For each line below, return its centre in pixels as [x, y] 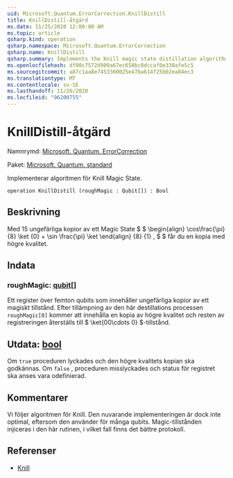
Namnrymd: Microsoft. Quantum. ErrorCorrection [77, 151]
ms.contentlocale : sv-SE [43, 85]
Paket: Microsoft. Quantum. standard [60, 165]
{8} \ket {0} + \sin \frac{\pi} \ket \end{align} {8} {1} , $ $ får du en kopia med [116, 236]
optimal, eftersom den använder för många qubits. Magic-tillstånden [105, 422]
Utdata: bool [34, 344]
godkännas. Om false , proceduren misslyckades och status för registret [111, 368]
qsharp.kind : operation [42, 40]
